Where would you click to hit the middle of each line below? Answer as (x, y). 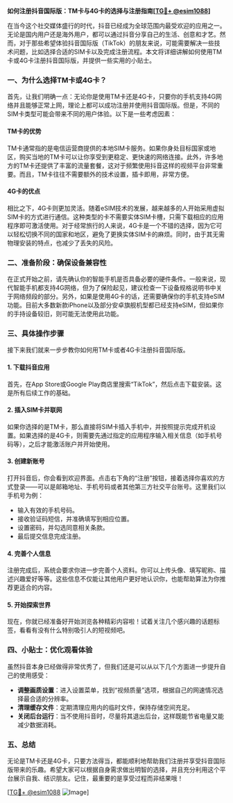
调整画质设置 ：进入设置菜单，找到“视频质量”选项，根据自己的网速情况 (117, 690)
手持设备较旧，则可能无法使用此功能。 (68, 314)
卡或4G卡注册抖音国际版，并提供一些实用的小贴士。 (81, 60)
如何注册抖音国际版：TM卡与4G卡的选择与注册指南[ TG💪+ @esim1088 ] (109, 11)
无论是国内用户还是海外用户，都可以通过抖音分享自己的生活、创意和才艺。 (113, 34)
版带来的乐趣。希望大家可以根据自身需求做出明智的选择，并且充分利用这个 (113, 769)
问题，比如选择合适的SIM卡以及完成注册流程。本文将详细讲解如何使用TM (118, 52)
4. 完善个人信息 (29, 553)
